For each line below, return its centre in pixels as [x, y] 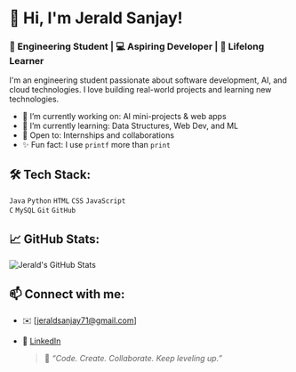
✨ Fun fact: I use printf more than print [96, 145]
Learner [27, 61]
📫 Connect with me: [67, 294]
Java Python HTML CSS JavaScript [68, 201]
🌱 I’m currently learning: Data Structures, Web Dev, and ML [130, 126]
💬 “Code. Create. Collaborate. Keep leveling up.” [133, 358]
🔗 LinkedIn [41, 341]
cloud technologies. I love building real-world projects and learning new [140, 90]
